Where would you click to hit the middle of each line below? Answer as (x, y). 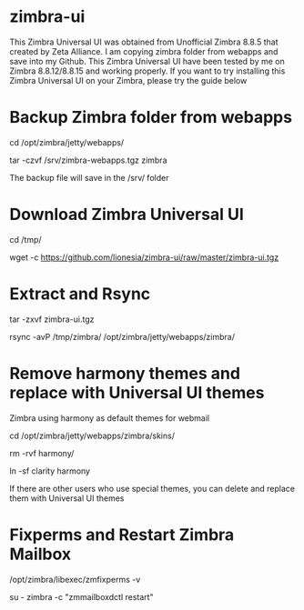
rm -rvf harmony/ (42, 453)
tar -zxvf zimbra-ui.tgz (52, 319)
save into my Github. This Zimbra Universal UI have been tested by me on (147, 61)
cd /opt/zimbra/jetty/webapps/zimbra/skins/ (92, 435)
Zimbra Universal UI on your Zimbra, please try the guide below (128, 80)
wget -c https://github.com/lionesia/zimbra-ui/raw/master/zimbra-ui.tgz (144, 257)
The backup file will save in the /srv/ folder (89, 177)
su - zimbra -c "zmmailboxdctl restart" (81, 596)
